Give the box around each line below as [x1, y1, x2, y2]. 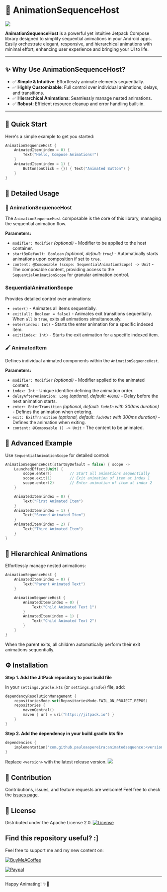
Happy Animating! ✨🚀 [5, 881, 50, 887]
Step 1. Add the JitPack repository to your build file [5, 674, 112, 680]
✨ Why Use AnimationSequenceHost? [5, 65, 126, 74]
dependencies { [5, 740, 37, 745]
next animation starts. [12, 398, 57, 404]
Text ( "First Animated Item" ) [23, 498, 83, 504]
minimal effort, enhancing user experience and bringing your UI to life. [5, 46, 149, 52]
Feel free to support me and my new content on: [5, 847, 104, 853]
